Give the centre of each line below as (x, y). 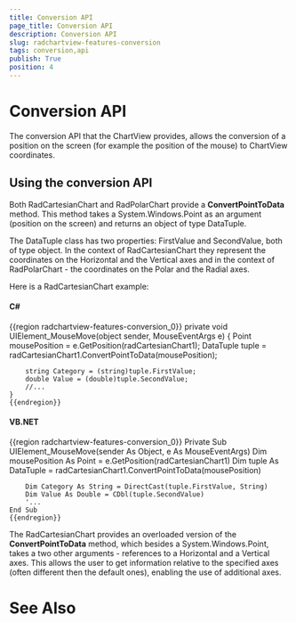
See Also (43, 608)
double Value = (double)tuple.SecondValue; (107, 379)
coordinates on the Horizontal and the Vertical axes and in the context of (142, 259)
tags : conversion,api (49, 51)
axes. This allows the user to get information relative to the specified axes (144, 563)
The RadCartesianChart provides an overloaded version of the (123, 535)
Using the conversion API (81, 183)
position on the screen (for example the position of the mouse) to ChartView (148, 145)
